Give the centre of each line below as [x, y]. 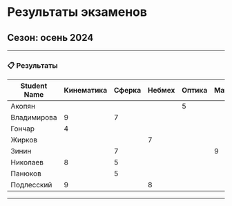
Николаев [27, 162]
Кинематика [86, 91]
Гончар [23, 129]
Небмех [161, 91]
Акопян [23, 106]
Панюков [26, 174]
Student [34, 86]
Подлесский [31, 185]
